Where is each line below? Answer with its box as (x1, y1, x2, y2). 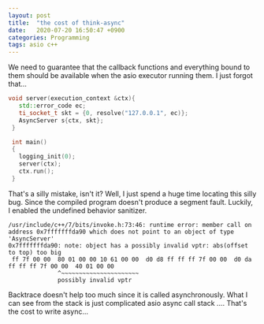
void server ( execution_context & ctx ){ (8, 95, 136, 102)
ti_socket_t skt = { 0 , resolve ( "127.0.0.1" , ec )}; (18, 109, 189, 117)
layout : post (8, 11, 51, 20)
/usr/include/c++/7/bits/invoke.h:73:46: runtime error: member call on (8, 221, 252, 229)
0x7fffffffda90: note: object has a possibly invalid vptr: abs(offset (8, 241, 248, 249)
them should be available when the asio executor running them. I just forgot (8, 71, 254, 80)
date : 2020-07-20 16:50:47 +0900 (8, 26, 125, 34)
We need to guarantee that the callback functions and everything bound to (8, 62, 251, 72)
